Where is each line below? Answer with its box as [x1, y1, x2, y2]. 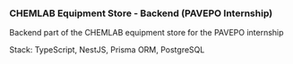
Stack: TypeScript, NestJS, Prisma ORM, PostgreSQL [9, 44, 205, 55]
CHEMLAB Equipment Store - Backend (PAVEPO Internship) [9, 7, 273, 20]
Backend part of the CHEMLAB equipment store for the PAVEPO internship [9, 28, 284, 38]
